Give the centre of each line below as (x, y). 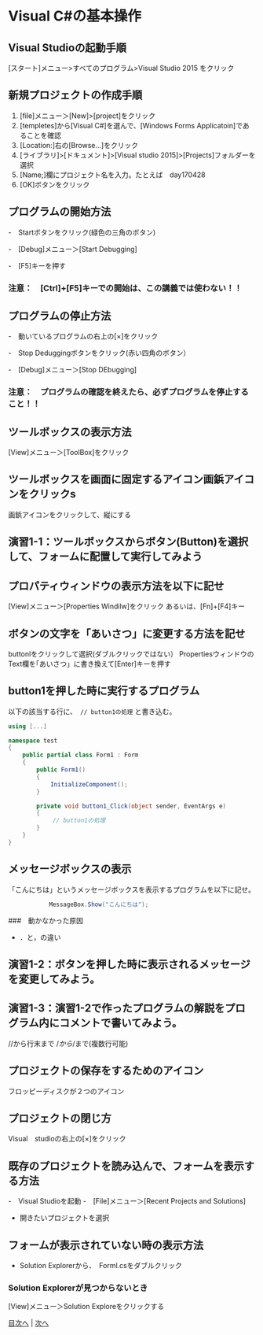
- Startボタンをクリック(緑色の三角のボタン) (82, 232)
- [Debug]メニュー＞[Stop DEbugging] (73, 370)
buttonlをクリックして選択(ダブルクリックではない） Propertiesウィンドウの (131, 653)
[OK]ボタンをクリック (55, 184)
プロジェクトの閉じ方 (60, 1118)
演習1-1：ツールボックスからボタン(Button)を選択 (128, 542)
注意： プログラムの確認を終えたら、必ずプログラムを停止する (128, 392)
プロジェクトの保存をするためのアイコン (106, 1071)
